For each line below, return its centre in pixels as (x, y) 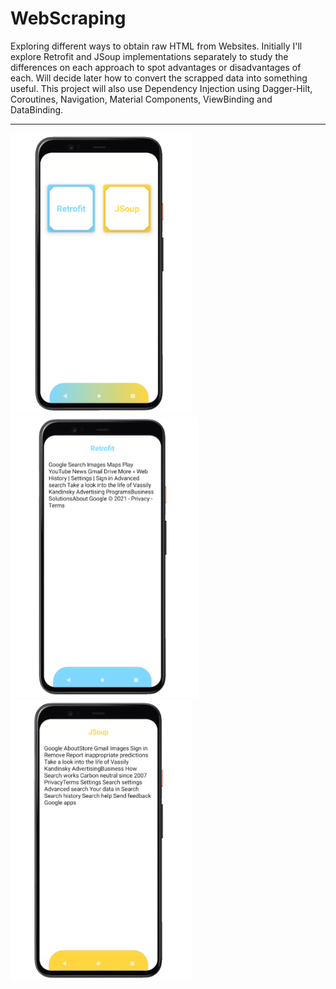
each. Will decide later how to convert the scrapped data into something (159, 78)
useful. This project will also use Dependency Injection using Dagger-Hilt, (161, 88)
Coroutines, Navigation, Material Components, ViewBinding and (141, 99)
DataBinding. (37, 109)
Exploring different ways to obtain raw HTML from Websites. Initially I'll (156, 46)
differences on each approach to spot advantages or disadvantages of (156, 67)
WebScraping (68, 18)
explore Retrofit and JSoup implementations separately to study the (149, 56)
